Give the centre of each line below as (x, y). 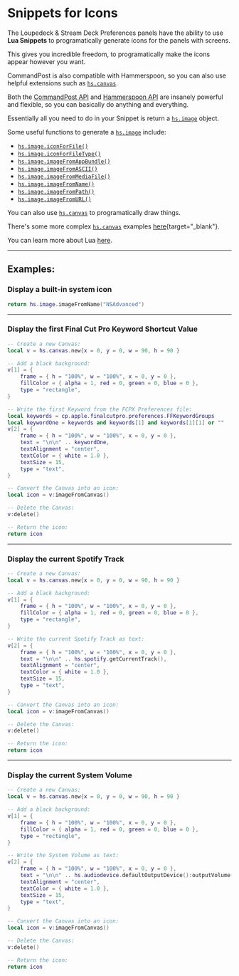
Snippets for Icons (63, 13)
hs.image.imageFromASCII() (58, 169)
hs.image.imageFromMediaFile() (64, 177)
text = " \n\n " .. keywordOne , (65, 443)
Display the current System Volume (70, 775)
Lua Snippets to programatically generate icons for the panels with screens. (119, 40)
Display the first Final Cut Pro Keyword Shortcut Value (102, 329)
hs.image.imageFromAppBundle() (64, 162)
